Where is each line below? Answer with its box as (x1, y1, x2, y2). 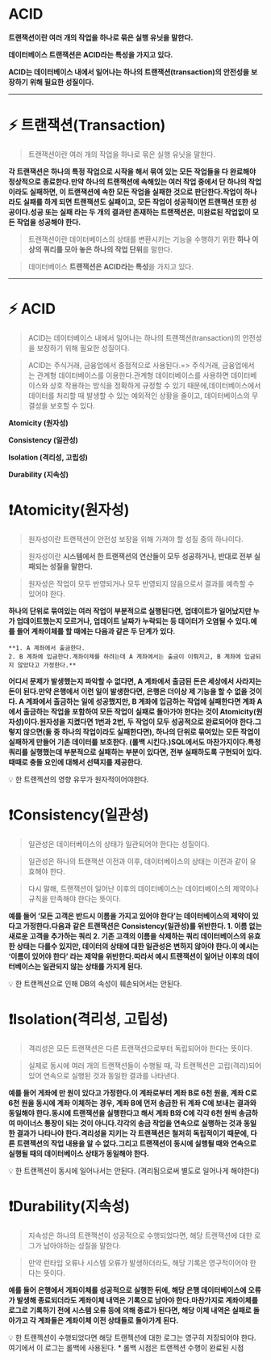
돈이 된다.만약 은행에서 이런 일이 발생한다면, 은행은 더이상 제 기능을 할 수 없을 (8, 686, 248, 696)
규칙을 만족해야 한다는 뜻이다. (27, 893, 122, 903)
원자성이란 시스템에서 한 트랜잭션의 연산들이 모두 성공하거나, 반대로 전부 (27, 551, 252, 561)
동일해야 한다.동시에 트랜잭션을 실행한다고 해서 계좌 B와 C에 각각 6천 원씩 (8, 1108, 237, 1117)
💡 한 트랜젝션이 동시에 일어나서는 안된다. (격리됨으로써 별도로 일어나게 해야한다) (8, 1166, 260, 1176)
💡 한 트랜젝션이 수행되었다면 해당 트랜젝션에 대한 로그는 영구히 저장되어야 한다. (8, 1332, 256, 1342)
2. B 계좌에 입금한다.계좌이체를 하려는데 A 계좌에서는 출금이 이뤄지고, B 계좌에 (8, 652, 241, 660)
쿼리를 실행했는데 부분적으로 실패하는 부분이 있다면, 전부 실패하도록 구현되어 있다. (8, 747, 262, 756)
